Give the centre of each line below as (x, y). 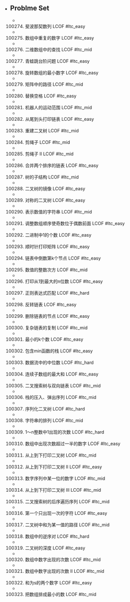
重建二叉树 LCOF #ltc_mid (52, 130)
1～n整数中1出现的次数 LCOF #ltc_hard (64, 432)
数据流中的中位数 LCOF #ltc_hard (59, 362)
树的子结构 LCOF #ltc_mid (52, 177)
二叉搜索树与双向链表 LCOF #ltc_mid (63, 385)
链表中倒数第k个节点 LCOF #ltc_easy (63, 258)
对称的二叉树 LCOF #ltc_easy (55, 200)
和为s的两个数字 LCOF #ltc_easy (58, 582)
